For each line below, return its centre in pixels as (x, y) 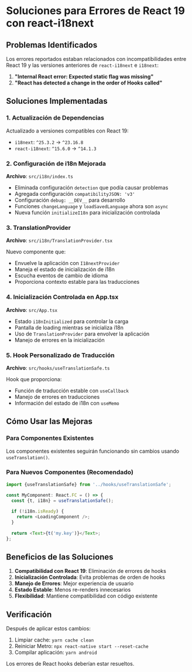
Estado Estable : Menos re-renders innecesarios (73, 590)
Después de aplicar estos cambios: (48, 629)
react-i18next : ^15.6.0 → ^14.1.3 (55, 148)
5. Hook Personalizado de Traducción (61, 355)
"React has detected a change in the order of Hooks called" (88, 83)
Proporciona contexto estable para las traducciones (77, 282)
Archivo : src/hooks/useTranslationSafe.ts (58, 368)
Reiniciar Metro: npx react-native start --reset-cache (81, 646)
